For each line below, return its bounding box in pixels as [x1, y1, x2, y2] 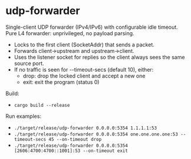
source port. [14, 60, 45, 67]
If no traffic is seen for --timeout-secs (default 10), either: [14, 66, 154, 73]
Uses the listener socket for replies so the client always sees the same [14, 53, 185, 60]
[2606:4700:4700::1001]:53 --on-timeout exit [14, 148, 128, 154]
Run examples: [5, 113, 42, 120]
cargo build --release [14, 102, 70, 108]
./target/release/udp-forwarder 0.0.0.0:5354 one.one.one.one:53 [14, 131, 178, 137]
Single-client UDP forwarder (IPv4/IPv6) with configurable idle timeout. [5, 23, 178, 31]
